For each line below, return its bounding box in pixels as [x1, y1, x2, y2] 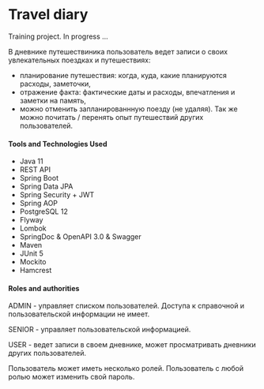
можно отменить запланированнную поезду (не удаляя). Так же [19, 104, 239, 114]
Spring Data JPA [19, 181, 74, 191]
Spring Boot [19, 174, 59, 183]
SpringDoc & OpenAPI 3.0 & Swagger [19, 232, 142, 241]
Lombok [19, 223, 47, 234]
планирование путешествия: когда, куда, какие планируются [19, 70, 227, 80]
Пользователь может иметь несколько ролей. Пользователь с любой [8, 364, 244, 373]
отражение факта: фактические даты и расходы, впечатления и [19, 87, 236, 96]
